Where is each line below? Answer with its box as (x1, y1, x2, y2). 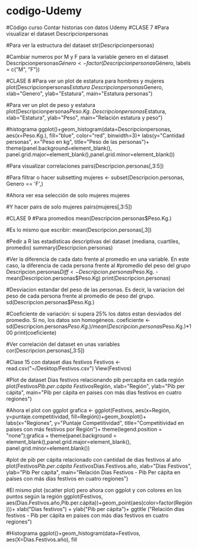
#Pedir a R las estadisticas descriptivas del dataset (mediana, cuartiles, (6, 238, 180, 245)
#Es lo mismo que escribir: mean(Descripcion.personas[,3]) (6, 226, 152, 233)
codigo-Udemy (6, 4, 82, 18)
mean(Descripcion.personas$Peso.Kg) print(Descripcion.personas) (6, 274, 171, 282)
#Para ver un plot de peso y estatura (6, 101, 96, 108)
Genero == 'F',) (6, 180, 43, 187)
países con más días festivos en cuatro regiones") (6, 475, 129, 482)
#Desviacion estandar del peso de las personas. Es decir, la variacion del (6, 286, 185, 293)
